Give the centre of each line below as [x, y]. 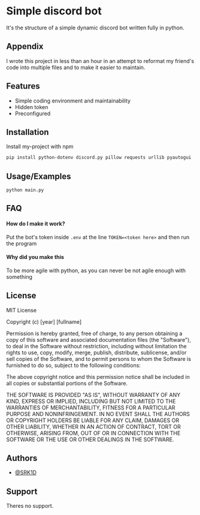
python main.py [25, 190]
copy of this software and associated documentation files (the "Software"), [99, 339]
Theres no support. [30, 506]
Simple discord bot [54, 11]
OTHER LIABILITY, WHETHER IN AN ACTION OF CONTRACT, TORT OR [93, 426]
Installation [28, 132]
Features [23, 86]
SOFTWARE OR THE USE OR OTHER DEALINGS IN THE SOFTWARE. [90, 439]
